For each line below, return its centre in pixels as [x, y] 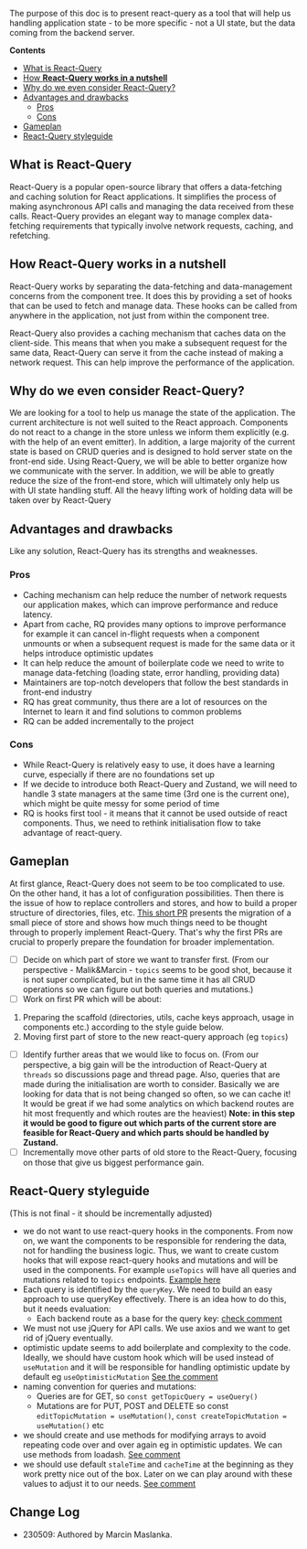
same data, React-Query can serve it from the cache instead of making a [147, 352]
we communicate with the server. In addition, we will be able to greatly [142, 471]
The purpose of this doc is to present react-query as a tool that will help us [150, 13]
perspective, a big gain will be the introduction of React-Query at [145, 1064]
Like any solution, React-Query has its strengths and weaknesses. [134, 551]
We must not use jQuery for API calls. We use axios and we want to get [156, 1328]
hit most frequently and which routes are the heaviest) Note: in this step [159, 1113]
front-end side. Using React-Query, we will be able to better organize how [148, 462]
